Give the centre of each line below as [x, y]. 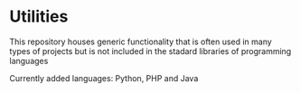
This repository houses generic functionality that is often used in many [141, 42]
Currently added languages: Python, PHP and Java [104, 78]
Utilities [39, 17]
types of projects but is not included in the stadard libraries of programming [150, 51]
